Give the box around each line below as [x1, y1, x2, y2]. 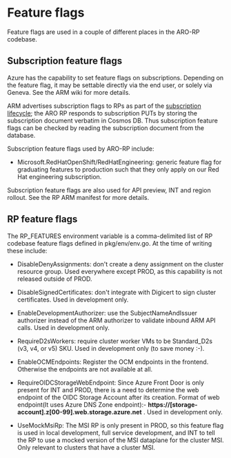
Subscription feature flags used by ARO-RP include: [7, 144, 154, 153]
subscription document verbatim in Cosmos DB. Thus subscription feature [7, 116, 219, 125]
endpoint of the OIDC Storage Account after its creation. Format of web [17, 393, 220, 401]
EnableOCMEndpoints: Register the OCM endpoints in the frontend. [17, 358, 209, 366]
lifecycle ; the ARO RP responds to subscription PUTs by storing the [7, 109, 198, 117]
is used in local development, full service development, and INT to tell [17, 428, 215, 437]
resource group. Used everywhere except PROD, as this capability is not [17, 267, 223, 275]
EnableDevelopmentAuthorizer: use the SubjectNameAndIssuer [17, 309, 198, 317]
